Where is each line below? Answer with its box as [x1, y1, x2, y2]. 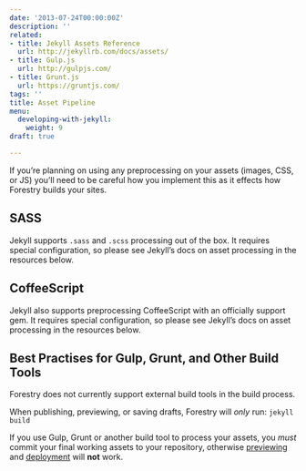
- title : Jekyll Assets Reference [9, 38, 141, 48]
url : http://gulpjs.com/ [17, 65, 112, 74]
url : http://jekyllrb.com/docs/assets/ [17, 47, 169, 56]
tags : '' [9, 89, 43, 98]
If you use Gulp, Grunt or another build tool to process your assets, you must [9, 432, 297, 443]
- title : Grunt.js [9, 73, 79, 82]
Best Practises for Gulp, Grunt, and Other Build [9, 350, 280, 365]
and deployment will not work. [9, 452, 124, 463]
